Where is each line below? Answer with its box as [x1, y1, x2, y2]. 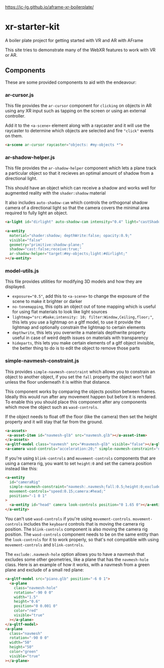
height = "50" [9, 645, 34, 650]
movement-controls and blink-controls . [5, 542, 84, 548]
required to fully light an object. [5, 210, 68, 216]
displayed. [5, 284, 26, 290]
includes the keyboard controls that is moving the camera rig [23, 521, 145, 527]
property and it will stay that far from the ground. [5, 418, 103, 425]
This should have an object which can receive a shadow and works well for [5, 185, 156, 191]
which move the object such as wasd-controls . [5, 404, 99, 410]
